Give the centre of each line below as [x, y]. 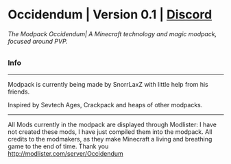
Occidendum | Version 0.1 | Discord [110, 15]
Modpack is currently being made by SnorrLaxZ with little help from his [108, 84]
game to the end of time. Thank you [58, 146]
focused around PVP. [38, 41]
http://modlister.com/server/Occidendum [66, 153]
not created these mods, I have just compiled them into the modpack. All [110, 132]
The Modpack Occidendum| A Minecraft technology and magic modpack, [112, 33]
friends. [19, 92]
